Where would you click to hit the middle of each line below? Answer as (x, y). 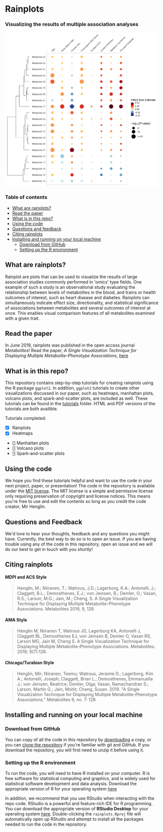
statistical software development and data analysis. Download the (71, 784)
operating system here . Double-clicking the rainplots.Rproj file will (73, 814)
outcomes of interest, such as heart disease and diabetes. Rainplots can (77, 297)
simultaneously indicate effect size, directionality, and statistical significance (82, 303)
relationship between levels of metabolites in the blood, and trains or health (81, 292)
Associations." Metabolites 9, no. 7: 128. (57, 700)
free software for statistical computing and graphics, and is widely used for (80, 778)
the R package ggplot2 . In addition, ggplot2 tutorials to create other (72, 388)
